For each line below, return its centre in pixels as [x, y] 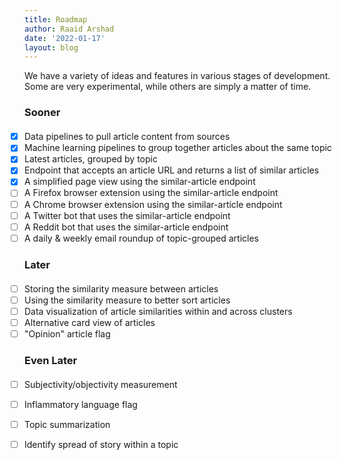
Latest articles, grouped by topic [90, 159]
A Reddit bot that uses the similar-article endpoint [126, 227]
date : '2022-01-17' [65, 38]
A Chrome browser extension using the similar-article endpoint [153, 204]
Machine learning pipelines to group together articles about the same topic [177, 148]
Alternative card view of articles [89, 322]
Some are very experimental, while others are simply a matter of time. [168, 87]
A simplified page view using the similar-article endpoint [139, 182]
